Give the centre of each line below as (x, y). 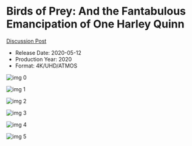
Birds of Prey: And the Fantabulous (96, 11)
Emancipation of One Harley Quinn (95, 24)
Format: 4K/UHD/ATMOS (46, 66)
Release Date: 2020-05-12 (48, 52)
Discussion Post (26, 41)
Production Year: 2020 (43, 59)
